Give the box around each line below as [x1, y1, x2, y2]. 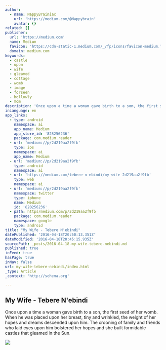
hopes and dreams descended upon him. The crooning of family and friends [5, 319, 161, 326]
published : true [5, 246, 39, 251]
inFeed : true [5, 250, 32, 256]
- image [9, 85, 26, 90]
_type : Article [5, 269, 37, 274]
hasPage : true [5, 255, 35, 260]
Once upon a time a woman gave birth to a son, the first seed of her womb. [5, 309, 158, 315]
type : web [14, 177, 35, 182]
